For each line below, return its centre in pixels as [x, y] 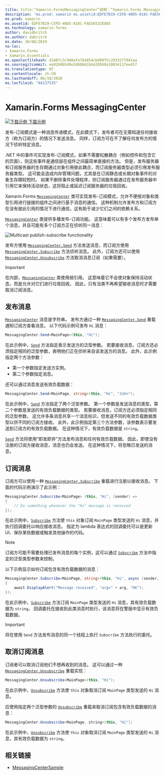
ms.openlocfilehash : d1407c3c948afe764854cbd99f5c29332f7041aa [71, 60]
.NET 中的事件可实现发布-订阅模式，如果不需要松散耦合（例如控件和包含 [78, 155]
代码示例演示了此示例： [37, 487]
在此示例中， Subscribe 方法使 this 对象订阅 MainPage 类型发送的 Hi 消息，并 [82, 520]
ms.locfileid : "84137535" [31, 83]
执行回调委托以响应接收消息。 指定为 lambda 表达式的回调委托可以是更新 [79, 526]
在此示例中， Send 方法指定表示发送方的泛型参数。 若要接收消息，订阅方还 [80, 345]
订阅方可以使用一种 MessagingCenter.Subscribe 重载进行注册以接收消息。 [79, 481]
